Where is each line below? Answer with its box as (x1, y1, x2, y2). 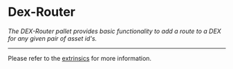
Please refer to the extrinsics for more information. (8, 54, 151, 62)
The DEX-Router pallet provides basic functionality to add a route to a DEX (8, 27, 222, 35)
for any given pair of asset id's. (8, 34, 97, 42)
